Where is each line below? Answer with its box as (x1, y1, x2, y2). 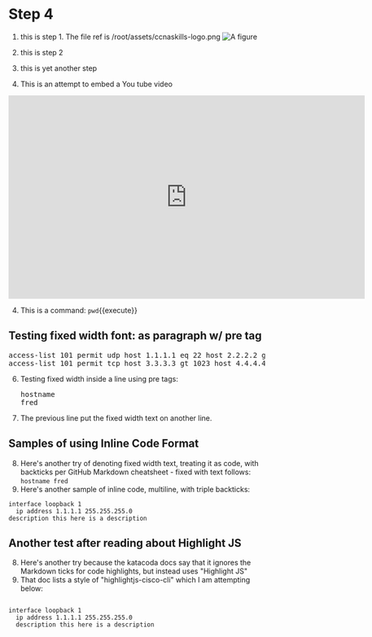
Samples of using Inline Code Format (8, 437, 199, 451)
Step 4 (8, 5, 55, 24)
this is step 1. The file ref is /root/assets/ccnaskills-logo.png (20, 32, 221, 41)
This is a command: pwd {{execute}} (20, 305, 138, 315)
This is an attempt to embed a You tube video (20, 79, 173, 89)
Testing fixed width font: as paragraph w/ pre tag (8, 329, 262, 342)
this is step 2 (20, 47, 63, 57)
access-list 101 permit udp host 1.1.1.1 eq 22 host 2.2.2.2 (8, 351, 258, 360)
